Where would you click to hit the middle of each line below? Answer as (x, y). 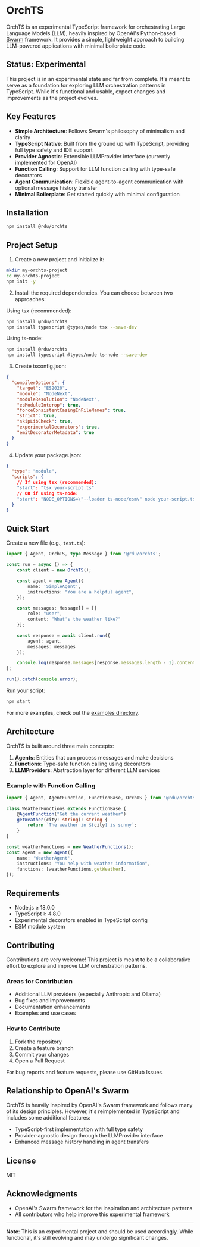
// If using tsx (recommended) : (57, 483)
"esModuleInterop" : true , (49, 405)
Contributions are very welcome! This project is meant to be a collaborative (98, 960)
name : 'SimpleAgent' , (54, 586)
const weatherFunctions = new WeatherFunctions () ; (70, 847)
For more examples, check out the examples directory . (73, 712)
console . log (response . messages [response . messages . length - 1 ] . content (106, 663)
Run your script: (26, 690)
